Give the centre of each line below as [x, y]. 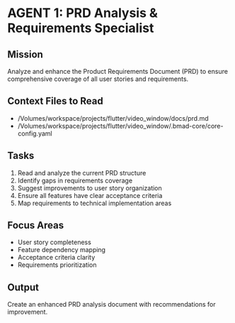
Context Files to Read [56, 101]
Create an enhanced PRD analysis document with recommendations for [111, 305]
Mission [25, 54]
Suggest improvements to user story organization [90, 188]
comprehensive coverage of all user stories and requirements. [98, 79]
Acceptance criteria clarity [56, 258]
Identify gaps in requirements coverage [75, 180]
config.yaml [35, 133]
